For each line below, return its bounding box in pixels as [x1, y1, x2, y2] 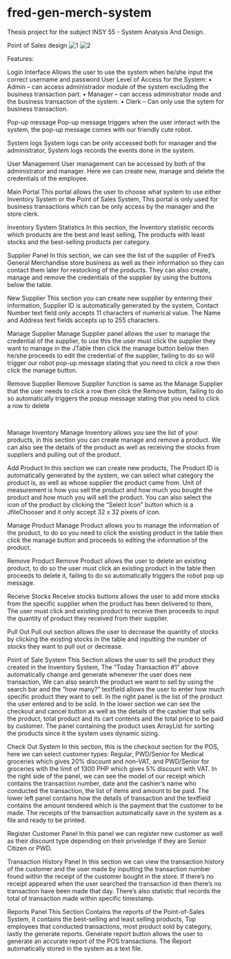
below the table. [7, 280, 53, 288]
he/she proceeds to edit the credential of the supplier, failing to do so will [7, 351, 215, 360]
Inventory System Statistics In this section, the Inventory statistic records [7, 223, 214, 231]
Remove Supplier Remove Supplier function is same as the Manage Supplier [7, 379, 223, 388]
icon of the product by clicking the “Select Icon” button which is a [7, 500, 194, 509]
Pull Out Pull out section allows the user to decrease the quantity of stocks [7, 627, 219, 635]
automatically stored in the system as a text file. [7, 944, 143, 952]
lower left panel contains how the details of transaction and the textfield [7, 794, 211, 802]
